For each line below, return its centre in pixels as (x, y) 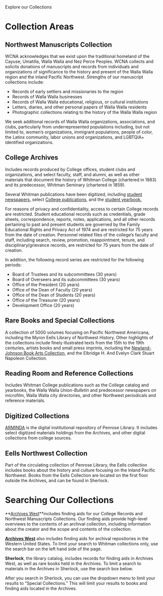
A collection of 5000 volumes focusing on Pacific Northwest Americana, (77, 332)
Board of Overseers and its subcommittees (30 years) (66, 279)
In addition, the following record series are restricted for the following (74, 259)
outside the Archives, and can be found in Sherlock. (57, 481)
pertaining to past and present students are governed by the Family (72, 224)
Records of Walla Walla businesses (47, 97)
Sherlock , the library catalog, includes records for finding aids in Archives (79, 558)
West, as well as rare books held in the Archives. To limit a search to (73, 563)
